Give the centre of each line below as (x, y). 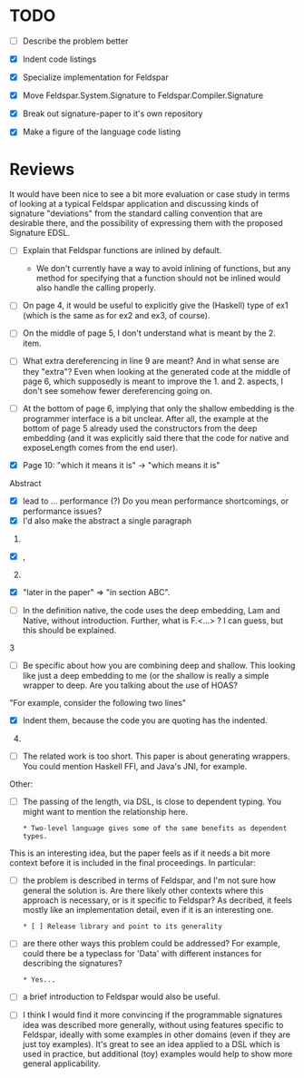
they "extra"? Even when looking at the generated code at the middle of (157, 371)
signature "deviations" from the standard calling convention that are (136, 213)
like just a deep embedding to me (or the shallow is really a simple (146, 676)
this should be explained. (69, 630)
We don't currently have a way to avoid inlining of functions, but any (163, 269)
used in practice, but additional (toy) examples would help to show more (157, 1054)
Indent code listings (59, 59)
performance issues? (62, 511)
